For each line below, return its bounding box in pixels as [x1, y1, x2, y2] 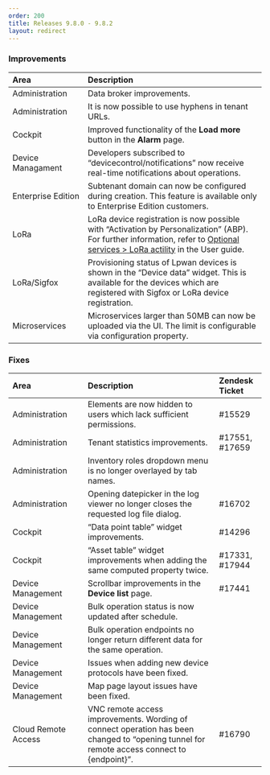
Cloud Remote [12, 723, 67, 735]
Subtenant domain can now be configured [88, 180, 247, 192]
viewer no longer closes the [88, 498, 193, 509]
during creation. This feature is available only [88, 190, 257, 201]
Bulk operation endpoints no [88, 624, 194, 635]
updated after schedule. [88, 611, 178, 622]
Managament [12, 162, 63, 173]
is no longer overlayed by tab [88, 464, 198, 476]
